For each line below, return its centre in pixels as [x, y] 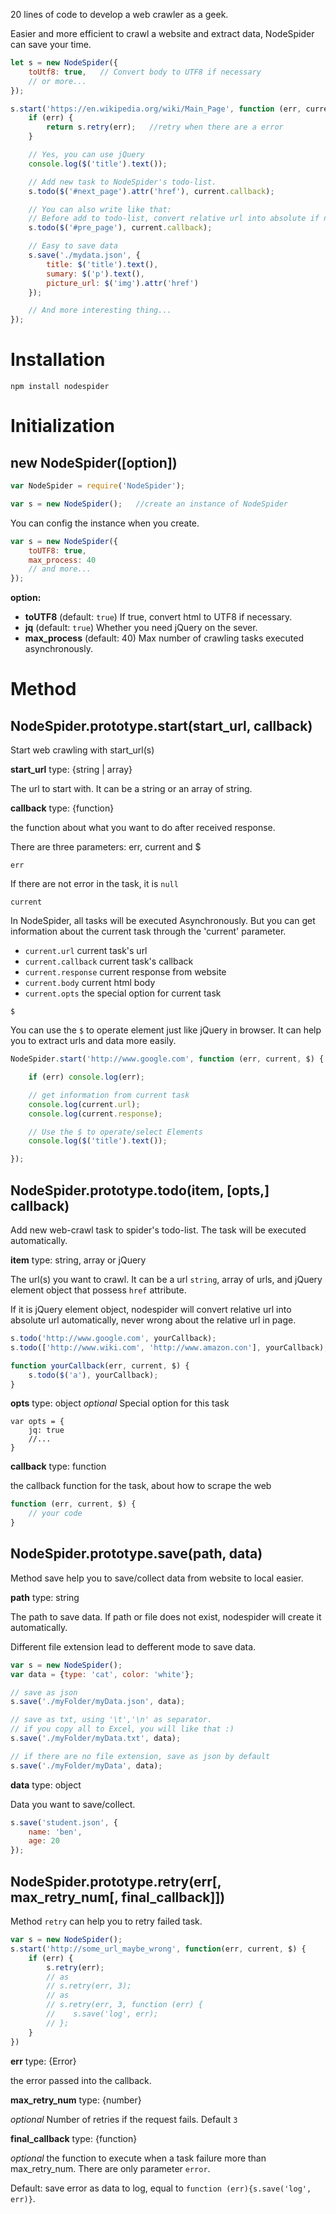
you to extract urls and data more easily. [93, 1041]
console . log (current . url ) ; [84, 1104]
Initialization [62, 426]
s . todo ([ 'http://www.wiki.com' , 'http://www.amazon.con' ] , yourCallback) [167, 1347]
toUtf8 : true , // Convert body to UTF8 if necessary [145, 72]
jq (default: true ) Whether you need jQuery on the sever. [141, 628]
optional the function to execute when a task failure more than [138, 2158]
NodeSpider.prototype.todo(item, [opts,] [140, 1190]
